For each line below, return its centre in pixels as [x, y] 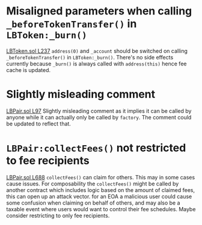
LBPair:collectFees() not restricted [96, 148]
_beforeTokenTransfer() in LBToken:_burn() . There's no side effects [90, 57]
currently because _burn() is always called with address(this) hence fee [96, 64]
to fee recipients [48, 161]
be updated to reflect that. [38, 124]
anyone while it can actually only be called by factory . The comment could [99, 117]
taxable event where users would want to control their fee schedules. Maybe [101, 209]
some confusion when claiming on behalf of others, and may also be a [93, 203]
